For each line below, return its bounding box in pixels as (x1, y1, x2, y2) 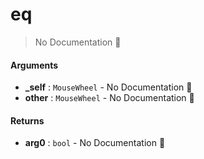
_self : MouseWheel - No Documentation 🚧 (24, 81, 193, 93)
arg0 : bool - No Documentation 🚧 (24, 137, 166, 149)
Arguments (10, 59, 59, 71)
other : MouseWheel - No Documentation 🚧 (24, 92, 195, 104)
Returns (10, 114, 45, 127)
